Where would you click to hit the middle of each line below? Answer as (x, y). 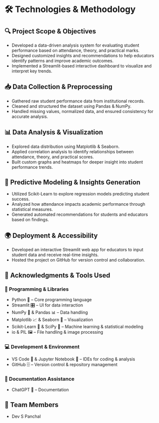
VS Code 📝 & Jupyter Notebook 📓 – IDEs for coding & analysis (73, 359)
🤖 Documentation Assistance (40, 379)
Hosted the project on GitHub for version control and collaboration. (78, 260)
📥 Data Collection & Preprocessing (58, 87)
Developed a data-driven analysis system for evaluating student (75, 45)
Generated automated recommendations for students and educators (80, 214)
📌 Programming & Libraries (37, 289)
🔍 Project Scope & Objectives (50, 31)
